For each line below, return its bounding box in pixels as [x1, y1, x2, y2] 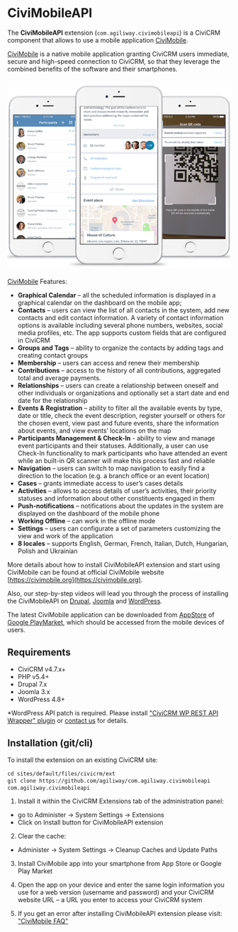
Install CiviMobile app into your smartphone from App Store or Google [17, 859, 222, 868]
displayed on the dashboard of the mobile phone [17, 509, 160, 518]
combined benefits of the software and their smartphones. [7, 64, 178, 73]
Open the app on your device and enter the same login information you [17, 880, 225, 889]
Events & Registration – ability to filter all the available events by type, [17, 404, 222, 412]
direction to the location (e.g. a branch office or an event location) [17, 472, 210, 480]
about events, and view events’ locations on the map [17, 426, 171, 435]
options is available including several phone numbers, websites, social [17, 321, 223, 330]
